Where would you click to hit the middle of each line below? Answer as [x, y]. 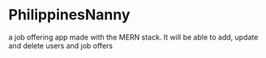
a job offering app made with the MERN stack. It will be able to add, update [133, 37]
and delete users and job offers [61, 45]
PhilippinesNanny [69, 15]
